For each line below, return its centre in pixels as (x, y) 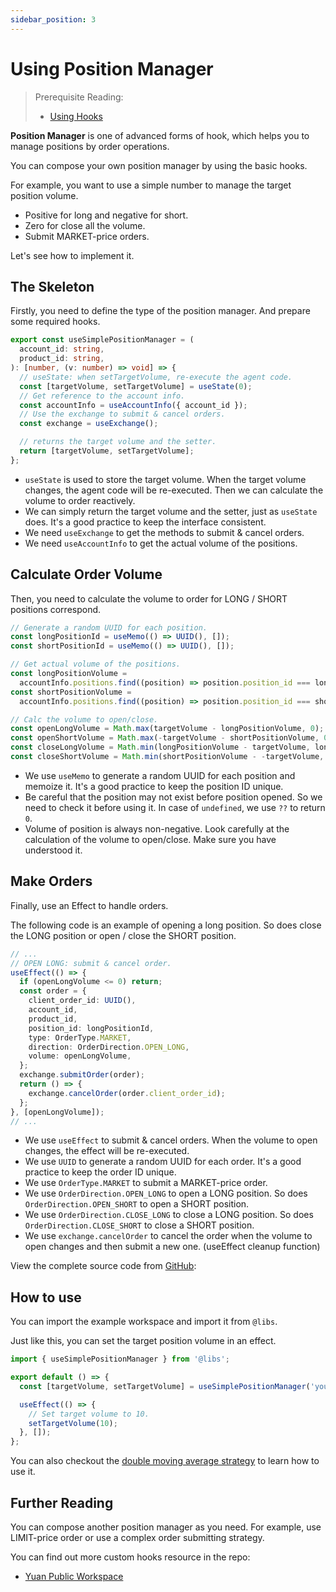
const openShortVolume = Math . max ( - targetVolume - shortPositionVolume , (165, 738)
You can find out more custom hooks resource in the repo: (130, 1557)
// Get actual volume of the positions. (96, 664)
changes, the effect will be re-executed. (107, 1151)
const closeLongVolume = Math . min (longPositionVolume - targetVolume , (160, 747)
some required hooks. (55, 322)
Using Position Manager (112, 68)
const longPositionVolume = (69, 674)
